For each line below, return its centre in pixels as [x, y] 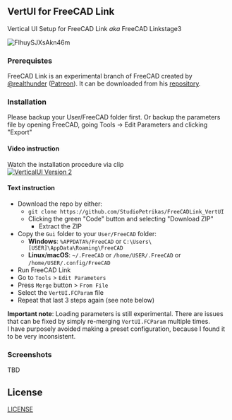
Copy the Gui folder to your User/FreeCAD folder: [87, 233]
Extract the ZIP [60, 226]
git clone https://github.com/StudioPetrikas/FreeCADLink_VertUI [126, 211]
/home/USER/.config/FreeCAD [69, 263]
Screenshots [30, 354]
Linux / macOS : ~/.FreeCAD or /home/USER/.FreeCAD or [104, 255]
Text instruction [31, 188]
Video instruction [33, 148]
